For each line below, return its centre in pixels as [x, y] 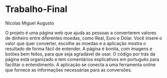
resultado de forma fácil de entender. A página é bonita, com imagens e [79, 48]
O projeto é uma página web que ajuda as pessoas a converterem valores [81, 32]
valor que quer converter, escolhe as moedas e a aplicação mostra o [76, 43]
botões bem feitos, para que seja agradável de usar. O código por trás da [80, 54]
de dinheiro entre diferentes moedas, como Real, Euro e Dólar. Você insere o [83, 38]
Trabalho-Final [36, 9]
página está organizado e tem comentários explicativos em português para [82, 59]
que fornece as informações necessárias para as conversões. [69, 70]
